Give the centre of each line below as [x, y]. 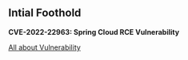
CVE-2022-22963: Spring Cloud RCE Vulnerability [94, 32]
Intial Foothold [45, 13]
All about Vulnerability [45, 47]
